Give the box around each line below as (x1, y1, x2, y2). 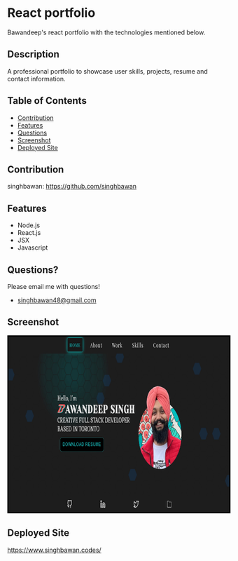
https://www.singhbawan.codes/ (7, 546, 101, 554)
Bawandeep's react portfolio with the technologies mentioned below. (7, 28, 206, 36)
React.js (17, 229, 41, 237)
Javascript (17, 243, 48, 252)
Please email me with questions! (7, 283, 100, 290)
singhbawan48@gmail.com (17, 296, 97, 304)
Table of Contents (7, 95, 87, 107)
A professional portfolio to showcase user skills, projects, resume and (7, 67, 208, 75)
